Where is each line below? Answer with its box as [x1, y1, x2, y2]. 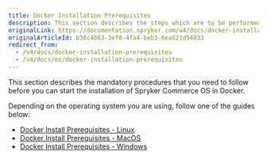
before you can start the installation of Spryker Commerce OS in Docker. [8, 85, 246, 95]
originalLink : [8, 26, 56, 34]
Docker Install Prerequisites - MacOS [19, 133, 141, 142]
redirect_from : [8, 41, 59, 49]
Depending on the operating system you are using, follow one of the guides [8, 100, 256, 111]
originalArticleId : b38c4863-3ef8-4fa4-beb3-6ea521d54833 [8, 33, 204, 42]
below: [8, 109, 30, 119]
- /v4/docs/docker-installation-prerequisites [15, 48, 172, 56]
